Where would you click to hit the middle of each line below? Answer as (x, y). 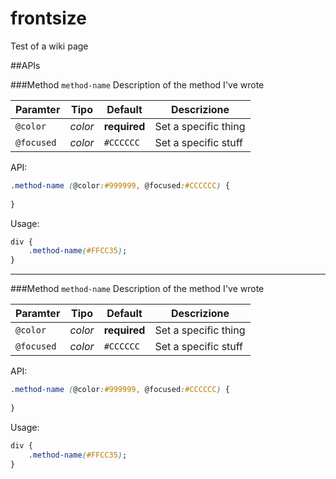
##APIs (25, 65)
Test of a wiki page (49, 46)
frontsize (48, 18)
